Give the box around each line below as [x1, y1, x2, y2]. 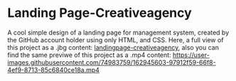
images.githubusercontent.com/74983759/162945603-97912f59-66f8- [7, 58, 216, 66]
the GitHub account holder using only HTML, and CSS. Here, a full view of [7, 35, 224, 44]
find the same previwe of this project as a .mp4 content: [7, 51, 172, 59]
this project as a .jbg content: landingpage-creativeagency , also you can [7, 43, 219, 51]
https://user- [173, 51, 210, 59]
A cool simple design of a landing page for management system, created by [7, 28, 230, 37]
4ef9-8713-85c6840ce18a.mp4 [7, 66, 100, 74]
